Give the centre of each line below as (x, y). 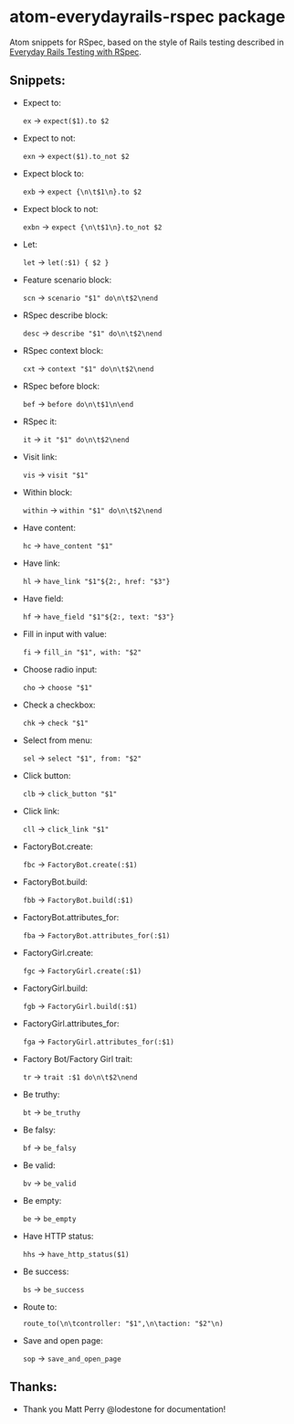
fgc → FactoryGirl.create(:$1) (82, 970)
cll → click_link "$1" (66, 828)
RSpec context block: (63, 350)
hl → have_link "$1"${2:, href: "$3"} (96, 580)
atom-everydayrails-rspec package (147, 17)
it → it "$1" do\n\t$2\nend (76, 439)
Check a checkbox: (59, 705)
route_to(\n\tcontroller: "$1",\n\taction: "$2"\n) (123, 1323)
